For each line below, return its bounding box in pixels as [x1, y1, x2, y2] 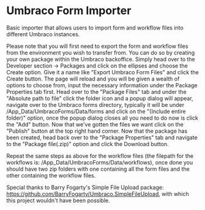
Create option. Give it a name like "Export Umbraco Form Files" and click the [6, 68, 199, 76]
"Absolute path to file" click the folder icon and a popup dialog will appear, [6, 95, 194, 102]
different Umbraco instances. [6, 30, 80, 37]
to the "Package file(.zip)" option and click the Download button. [6, 140, 170, 147]
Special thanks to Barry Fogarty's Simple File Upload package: [6, 184, 164, 191]
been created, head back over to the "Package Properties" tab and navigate [6, 133, 198, 141]
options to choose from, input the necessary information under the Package [6, 81, 198, 89]
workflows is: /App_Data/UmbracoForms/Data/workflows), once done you [6, 158, 193, 166]
